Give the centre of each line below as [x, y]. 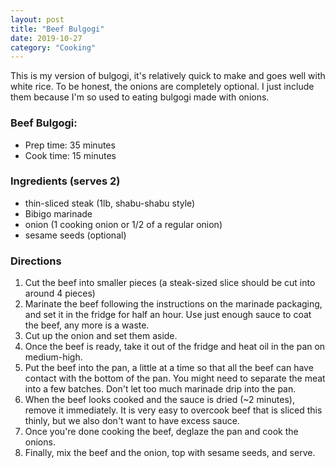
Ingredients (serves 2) [65, 181]
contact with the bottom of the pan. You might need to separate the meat [175, 378]
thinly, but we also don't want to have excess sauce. [132, 421]
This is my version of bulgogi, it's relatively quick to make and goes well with [168, 76]
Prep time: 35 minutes [70, 145]
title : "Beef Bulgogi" [57, 29]
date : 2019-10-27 [46, 38]
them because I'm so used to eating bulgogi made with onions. [140, 97]
